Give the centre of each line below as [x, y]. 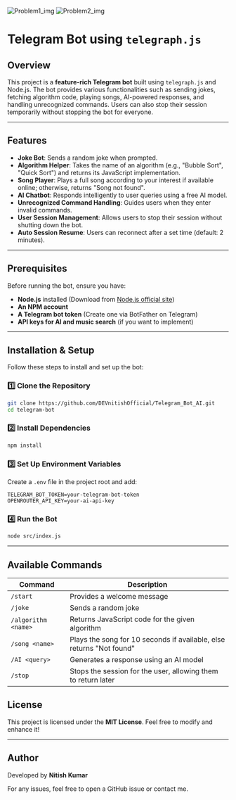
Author [23, 758]
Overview [29, 65]
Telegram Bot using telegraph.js [104, 39]
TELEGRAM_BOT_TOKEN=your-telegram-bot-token [73, 495]
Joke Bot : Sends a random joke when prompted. [87, 158]
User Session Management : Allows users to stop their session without [120, 217]
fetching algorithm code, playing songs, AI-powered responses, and [106, 97]
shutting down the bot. [50, 224]
